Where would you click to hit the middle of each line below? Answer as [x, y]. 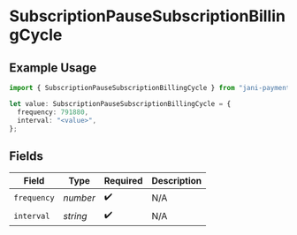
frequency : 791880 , [53, 112]
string [75, 216]
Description [177, 181]
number [79, 198]
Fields [27, 156]
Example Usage [53, 68]
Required [123, 181]
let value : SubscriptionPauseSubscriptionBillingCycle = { [120, 103]
